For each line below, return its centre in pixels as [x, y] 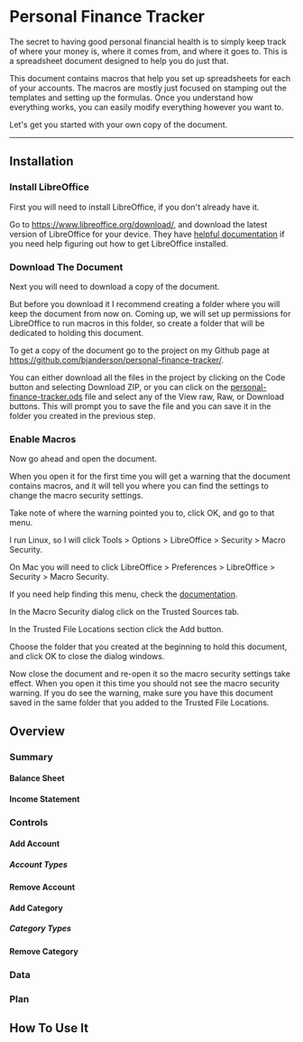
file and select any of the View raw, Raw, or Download [184, 396]
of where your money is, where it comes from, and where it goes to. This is [149, 51]
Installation [41, 161]
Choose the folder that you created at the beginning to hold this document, [148, 647]
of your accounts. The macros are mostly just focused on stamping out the [148, 88]
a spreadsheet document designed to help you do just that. [119, 60]
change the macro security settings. [77, 496]
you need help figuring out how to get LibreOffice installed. [119, 243]
